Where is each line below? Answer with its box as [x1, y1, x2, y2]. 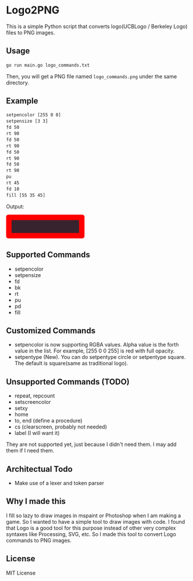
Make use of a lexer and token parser [14, 479, 104, 486]
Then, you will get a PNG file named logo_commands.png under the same [6, 72, 177, 79]
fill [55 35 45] [6, 192, 45, 198]
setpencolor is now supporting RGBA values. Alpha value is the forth [14, 341, 179, 348]
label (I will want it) [14, 430, 60, 437]
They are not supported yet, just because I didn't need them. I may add [6, 441, 177, 448]
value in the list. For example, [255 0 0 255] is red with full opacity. [14, 347, 175, 354]
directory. [6, 79, 29, 86]
